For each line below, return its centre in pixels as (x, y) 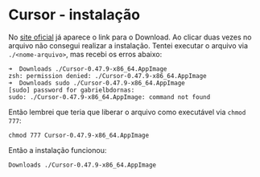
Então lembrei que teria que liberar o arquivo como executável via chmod (127, 112)
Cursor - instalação (74, 15)
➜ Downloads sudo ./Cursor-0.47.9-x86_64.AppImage (97, 83)
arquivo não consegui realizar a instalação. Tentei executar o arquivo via (128, 45)
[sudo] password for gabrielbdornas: (72, 90)
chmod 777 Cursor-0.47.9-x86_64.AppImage (79, 135)
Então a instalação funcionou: (58, 150)
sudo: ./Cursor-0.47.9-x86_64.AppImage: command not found (109, 97)
